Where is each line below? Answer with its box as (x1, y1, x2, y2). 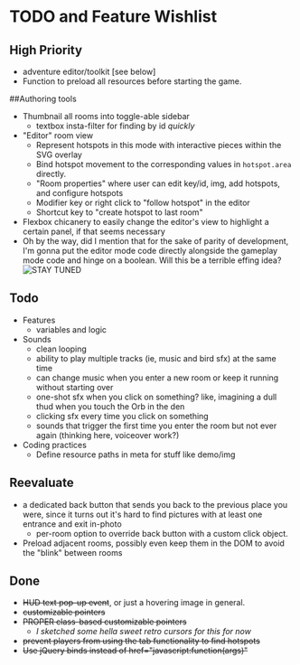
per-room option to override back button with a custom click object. (35, 528, 289, 539)
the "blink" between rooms (22, 547, 123, 557)
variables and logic (35, 323, 107, 335)
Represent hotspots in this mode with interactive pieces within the (35, 140, 282, 150)
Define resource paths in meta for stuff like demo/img (35, 449, 236, 460)
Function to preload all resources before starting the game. (22, 76, 242, 87)
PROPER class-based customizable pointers (22, 616, 187, 627)
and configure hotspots (35, 188, 124, 198)
